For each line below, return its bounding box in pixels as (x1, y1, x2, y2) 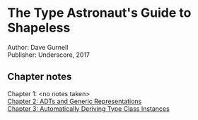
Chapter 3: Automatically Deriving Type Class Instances (7, 104, 170, 113)
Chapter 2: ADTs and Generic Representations (7, 97, 142, 105)
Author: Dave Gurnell (7, 43, 69, 51)
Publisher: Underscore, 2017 (7, 51, 91, 59)
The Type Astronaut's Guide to (7, 5, 192, 21)
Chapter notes (7, 71, 72, 83)
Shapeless (7, 20, 71, 36)
